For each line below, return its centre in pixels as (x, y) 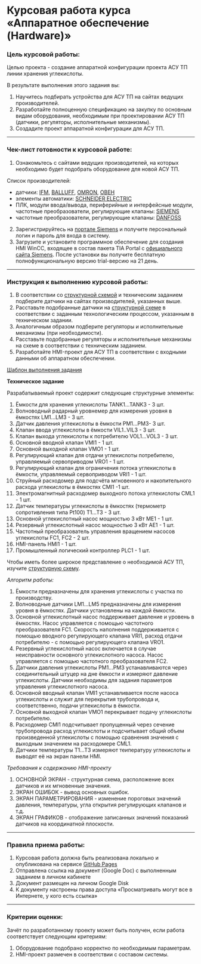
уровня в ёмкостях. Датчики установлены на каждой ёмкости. (96, 611)
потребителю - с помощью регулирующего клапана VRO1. (90, 642)
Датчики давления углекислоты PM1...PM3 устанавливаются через (101, 668)
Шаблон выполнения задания (44, 370)
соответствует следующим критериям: (57, 936)
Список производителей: (39, 180)
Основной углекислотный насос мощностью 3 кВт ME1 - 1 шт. (94, 519)
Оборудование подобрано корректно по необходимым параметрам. (103, 948)
